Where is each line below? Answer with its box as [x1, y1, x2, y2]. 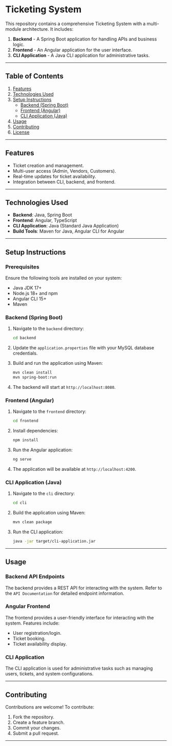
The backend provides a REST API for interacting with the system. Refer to [5, 585, 162, 591]
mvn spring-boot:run [12, 375, 57, 380]
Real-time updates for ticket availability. [12, 173, 96, 179]
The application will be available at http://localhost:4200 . [12, 466, 137, 472]
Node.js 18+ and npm [12, 291, 58, 297]
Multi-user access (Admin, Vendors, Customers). [12, 168, 116, 174]
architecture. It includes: [22, 26, 74, 32]
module [5, 26, 21, 32]
